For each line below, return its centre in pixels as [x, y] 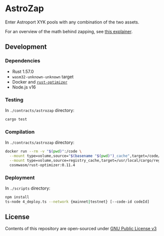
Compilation [20, 131]
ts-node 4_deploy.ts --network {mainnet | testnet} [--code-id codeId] [77, 202]
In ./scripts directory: [28, 188]
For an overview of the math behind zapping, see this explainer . [69, 31]
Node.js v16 [24, 87]
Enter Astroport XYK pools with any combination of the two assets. [72, 22]
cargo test [16, 119]
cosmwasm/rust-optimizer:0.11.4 [42, 165]
